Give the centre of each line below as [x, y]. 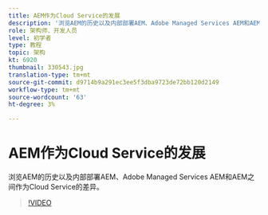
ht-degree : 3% [32, 104]
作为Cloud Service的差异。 [59, 187]
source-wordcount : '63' [48, 97]
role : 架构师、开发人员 [43, 30]
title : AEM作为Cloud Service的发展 [65, 16]
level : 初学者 [30, 38]
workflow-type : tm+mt [44, 90]
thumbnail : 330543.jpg [46, 68]
